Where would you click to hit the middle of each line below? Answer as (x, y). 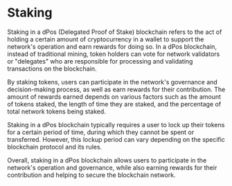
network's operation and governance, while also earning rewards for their (112, 167)
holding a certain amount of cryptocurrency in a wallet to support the (106, 39)
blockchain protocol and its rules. (55, 147)
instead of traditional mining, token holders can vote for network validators (114, 54)
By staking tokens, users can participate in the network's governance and (113, 82)
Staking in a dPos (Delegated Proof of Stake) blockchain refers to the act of (115, 32)
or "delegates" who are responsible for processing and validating (100, 61)
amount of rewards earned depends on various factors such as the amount (114, 96)
